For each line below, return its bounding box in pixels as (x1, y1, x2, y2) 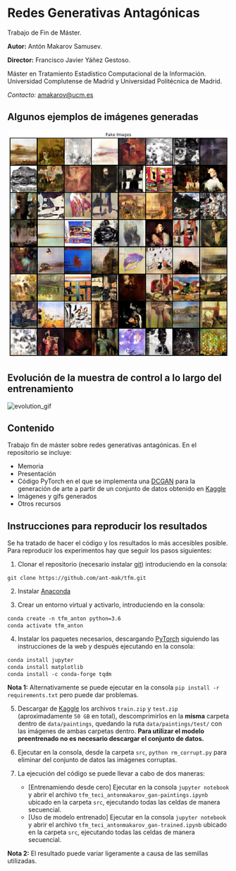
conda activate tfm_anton (7, 622, 83, 629)
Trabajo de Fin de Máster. (7, 28, 82, 37)
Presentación (17, 470, 56, 478)
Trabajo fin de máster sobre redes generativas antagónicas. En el (7, 441, 197, 449)
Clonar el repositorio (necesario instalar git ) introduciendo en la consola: (17, 560, 228, 569)
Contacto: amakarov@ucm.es (7, 90, 94, 99)
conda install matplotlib (7, 664, 83, 671)
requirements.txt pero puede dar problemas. (7, 691, 139, 699)
